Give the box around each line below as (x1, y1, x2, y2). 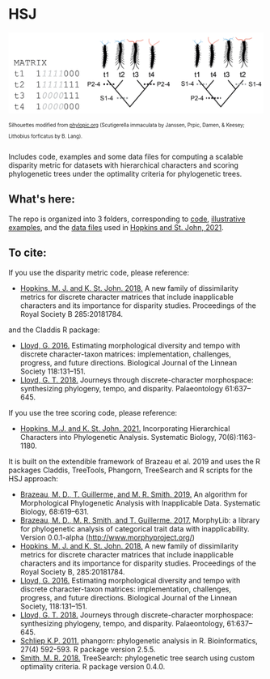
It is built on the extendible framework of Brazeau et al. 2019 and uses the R (8, 456, 261, 466)
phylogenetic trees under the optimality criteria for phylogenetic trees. (8, 169, 243, 178)
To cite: (8, 246, 47, 260)
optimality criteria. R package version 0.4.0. (19, 661, 166, 671)
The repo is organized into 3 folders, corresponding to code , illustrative (8, 214, 246, 224)
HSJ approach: (8, 473, 59, 483)
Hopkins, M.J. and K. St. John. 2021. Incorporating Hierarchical (19, 423, 230, 433)
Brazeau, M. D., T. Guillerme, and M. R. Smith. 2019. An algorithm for (19, 489, 248, 499)
